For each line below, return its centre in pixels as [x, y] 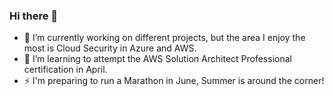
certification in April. [65, 70]
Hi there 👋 [34, 16]
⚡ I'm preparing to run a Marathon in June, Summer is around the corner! [174, 81]
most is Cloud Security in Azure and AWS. [110, 48]
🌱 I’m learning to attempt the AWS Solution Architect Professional [157, 59]
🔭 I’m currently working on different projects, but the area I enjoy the [164, 38]
